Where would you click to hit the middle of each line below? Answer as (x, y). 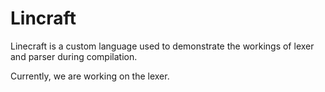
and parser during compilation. (74, 56)
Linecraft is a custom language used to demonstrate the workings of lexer (162, 46)
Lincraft (43, 18)
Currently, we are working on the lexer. (90, 76)
